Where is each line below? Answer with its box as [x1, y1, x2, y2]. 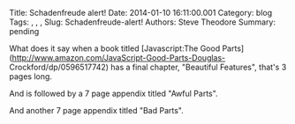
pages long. [9, 71, 53, 82]
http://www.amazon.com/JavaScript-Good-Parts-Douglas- [11, 53, 226, 62]
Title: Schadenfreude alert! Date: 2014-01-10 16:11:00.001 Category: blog [9, 8, 273, 18]
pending [9, 26, 40, 36]
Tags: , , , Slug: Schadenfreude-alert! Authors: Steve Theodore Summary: [9, 17, 276, 27]
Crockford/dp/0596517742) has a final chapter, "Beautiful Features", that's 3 [9, 62, 287, 72]
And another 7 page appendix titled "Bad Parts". [9, 106, 184, 115]
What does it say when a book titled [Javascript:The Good [9, 43, 221, 54]
